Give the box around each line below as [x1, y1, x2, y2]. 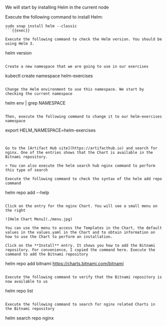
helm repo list [5, 288, 33, 293]
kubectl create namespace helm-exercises [5, 73, 93, 79]
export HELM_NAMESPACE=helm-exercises [5, 127, 96, 133]
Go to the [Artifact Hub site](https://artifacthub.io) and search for [5, 146, 157, 151]
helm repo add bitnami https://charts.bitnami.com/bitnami [5, 260, 124, 266]
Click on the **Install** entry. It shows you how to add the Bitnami [5, 243, 155, 248]
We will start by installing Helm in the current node [5, 5, 109, 10]
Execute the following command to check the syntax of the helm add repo [5, 176, 162, 181]
